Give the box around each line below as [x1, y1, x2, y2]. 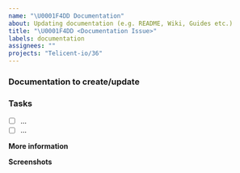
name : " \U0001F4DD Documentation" [8, 11, 125, 20]
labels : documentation [8, 34, 85, 43]
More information [8, 141, 69, 151]
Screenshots [8, 157, 53, 167]
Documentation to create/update [8, 76, 140, 87]
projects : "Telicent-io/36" [8, 49, 103, 57]
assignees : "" [8, 42, 57, 50]
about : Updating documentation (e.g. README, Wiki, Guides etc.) [8, 19, 233, 27]
